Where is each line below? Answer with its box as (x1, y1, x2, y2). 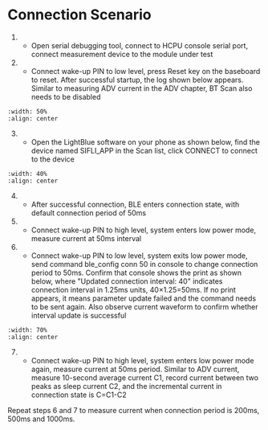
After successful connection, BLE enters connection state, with (30, 199, 240, 209)
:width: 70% (7, 326, 47, 334)
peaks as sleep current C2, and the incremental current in (30, 381, 222, 391)
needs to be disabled (30, 92, 101, 101)
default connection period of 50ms (30, 207, 146, 218)
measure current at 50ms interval (30, 233, 142, 243)
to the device (30, 154, 75, 164)
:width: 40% (7, 170, 47, 178)
